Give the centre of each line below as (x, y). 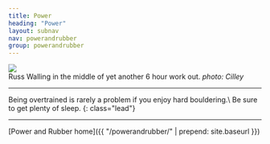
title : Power (30, 16)
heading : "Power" (37, 23)
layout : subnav (34, 31)
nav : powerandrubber (43, 38)
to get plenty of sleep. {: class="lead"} (72, 109)
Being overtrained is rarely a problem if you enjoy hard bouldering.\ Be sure (133, 100)
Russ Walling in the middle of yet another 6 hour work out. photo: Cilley (126, 76)
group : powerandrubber (46, 46)
